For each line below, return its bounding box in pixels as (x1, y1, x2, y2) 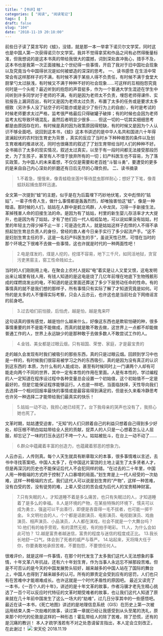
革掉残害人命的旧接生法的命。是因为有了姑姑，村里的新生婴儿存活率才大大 (5, 210, 154, 216)
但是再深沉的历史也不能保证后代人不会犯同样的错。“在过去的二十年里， (5, 465, 147, 471)
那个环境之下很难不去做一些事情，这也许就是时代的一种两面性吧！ (5, 241, 137, 246)
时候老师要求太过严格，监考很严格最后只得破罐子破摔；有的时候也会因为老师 (5, 110, 158, 116)
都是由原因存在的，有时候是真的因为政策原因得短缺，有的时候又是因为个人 (5, 123, 154, 128)
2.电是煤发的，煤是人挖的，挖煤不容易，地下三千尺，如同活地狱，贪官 (16, 251, 157, 257)
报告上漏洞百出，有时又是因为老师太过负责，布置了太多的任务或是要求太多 (9, 98, 158, 104)
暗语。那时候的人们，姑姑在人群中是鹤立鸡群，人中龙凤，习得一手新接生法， (5, 204, 158, 210)
